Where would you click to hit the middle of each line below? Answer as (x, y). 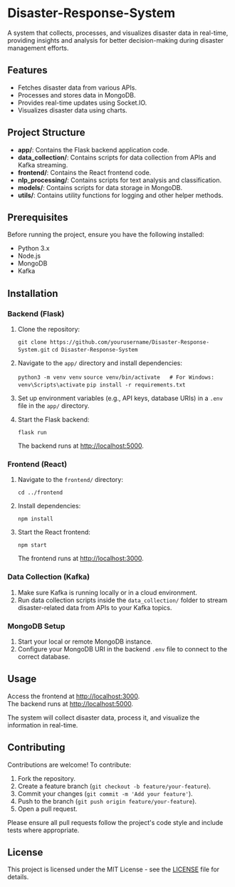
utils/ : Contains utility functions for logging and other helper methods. (120, 195)
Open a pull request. (48, 809)
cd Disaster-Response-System (95, 350)
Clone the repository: (49, 330)
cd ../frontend (40, 493)
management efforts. (38, 48)
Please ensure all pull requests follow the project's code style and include (115, 822)
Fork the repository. (47, 778)
